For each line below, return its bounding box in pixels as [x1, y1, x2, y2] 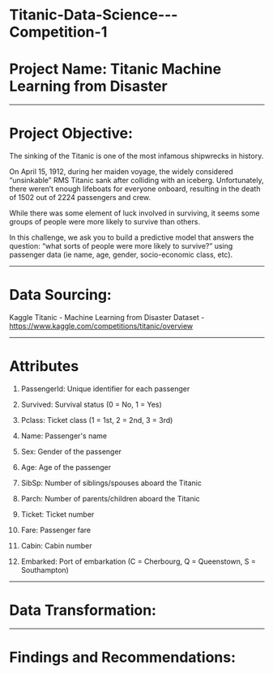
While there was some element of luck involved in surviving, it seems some [9, 208, 260, 218]
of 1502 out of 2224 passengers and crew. [9, 193, 151, 203]
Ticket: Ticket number [20, 509, 95, 519]
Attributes [9, 357, 79, 376]
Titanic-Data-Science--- [9, 6, 178, 24]
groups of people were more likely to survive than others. [9, 217, 201, 227]
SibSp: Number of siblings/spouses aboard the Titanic [20, 478, 202, 488]
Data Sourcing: [9, 286, 112, 305]
